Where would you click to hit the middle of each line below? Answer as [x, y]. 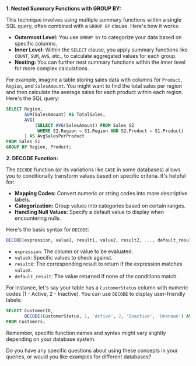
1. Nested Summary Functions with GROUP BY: [64, 8]
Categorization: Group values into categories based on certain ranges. [100, 206]
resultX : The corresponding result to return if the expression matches [98, 264]
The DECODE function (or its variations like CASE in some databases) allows [93, 170]
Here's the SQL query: [33, 98]
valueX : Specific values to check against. [63, 257]
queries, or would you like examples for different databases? [79, 357]
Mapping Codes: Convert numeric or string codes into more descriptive [101, 193]
